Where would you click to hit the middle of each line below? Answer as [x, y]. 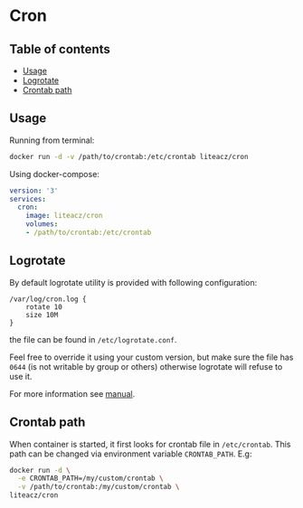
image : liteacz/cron [64, 216]
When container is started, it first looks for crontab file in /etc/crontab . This [150, 444]
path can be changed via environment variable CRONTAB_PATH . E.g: [131, 454]
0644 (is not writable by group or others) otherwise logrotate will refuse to [146, 366]
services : [28, 199]
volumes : [42, 224]
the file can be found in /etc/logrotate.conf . [93, 339]
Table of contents [60, 49]
